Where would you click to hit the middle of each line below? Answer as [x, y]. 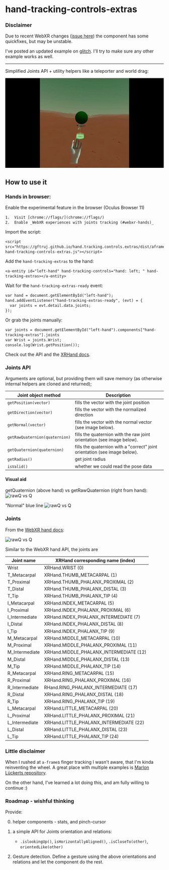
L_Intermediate [23, 722]
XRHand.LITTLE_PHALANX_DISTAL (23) [86, 729]
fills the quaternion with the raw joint [112, 434]
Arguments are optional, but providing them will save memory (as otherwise [84, 379]
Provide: [14, 812]
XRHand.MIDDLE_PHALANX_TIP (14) [82, 666]
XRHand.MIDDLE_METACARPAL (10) [82, 638]
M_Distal [16, 659]
